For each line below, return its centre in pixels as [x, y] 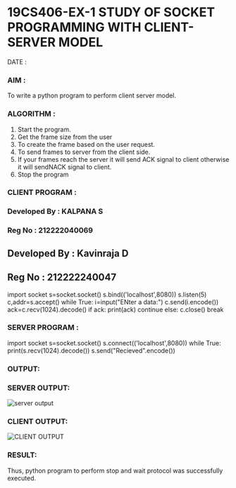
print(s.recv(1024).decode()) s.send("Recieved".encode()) [92, 350]
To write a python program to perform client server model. [92, 95]
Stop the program [43, 174]
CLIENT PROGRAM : [42, 193]
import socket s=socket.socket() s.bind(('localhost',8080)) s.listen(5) [107, 294]
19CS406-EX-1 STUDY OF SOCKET [111, 12]
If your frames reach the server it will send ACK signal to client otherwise [123, 159]
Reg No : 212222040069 [50, 230]
